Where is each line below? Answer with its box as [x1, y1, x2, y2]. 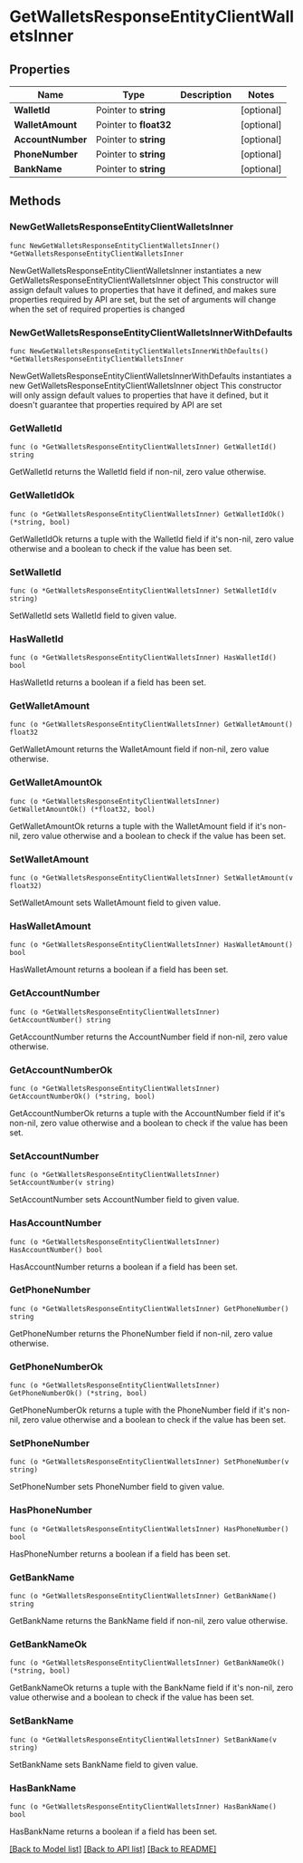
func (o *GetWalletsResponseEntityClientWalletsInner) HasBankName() [9, 1801, 278, 1811]
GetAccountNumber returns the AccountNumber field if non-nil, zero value [9, 1031, 288, 1042]
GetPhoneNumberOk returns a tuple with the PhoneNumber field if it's [9, 1404, 270, 1415]
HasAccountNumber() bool [9, 1245, 103, 1254]
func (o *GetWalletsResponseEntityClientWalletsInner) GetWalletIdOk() [9, 509, 285, 518]
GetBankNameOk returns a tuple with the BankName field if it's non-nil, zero [9, 1683, 294, 1694]
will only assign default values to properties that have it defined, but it [9, 390, 269, 401]
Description [180, 89, 232, 101]
